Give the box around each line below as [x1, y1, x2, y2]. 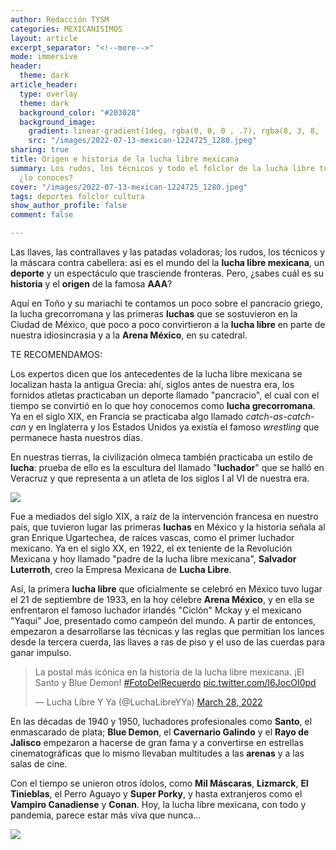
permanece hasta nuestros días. [10, 432, 143, 443]
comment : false [10, 210, 74, 220]
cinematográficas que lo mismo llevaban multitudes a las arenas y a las [10, 747, 305, 759]
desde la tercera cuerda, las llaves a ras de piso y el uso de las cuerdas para [10, 636, 325, 648]
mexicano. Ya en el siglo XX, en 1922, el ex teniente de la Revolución [10, 542, 293, 554]
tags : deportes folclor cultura [10, 191, 145, 201]
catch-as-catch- [245, 411, 315, 422]
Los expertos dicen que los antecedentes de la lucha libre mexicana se [10, 368, 303, 380]
